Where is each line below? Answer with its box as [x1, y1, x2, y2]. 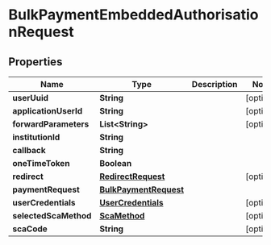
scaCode [12, 223, 48, 235]
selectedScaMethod [12, 210, 92, 221]
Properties [8, 55, 63, 69]
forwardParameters [12, 118, 90, 130]
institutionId [12, 131, 60, 143]
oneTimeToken [12, 158, 70, 168]
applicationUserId [12, 106, 83, 116]
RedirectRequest [99, 171, 165, 182]
